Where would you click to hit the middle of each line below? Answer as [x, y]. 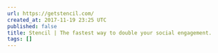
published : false [32, 26]
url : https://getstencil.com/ [51, 13]
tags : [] [20, 39]
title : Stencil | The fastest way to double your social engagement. [110, 33]
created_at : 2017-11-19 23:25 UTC [57, 20]
